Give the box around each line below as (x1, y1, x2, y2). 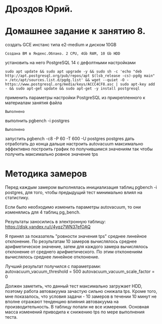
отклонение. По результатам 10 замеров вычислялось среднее (5, 238, 137, 244)
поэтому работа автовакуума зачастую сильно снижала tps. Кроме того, (5, 288, 158, 294)
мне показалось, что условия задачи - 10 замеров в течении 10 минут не (5, 293, 157, 300)
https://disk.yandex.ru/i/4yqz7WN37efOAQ (5, 224, 91, 230)
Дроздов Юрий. (5, 3, 73, 15)
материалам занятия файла (5, 100, 62, 106)
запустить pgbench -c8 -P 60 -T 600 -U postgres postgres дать (5, 136, 135, 142)
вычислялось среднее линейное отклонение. (5, 254, 99, 260)
